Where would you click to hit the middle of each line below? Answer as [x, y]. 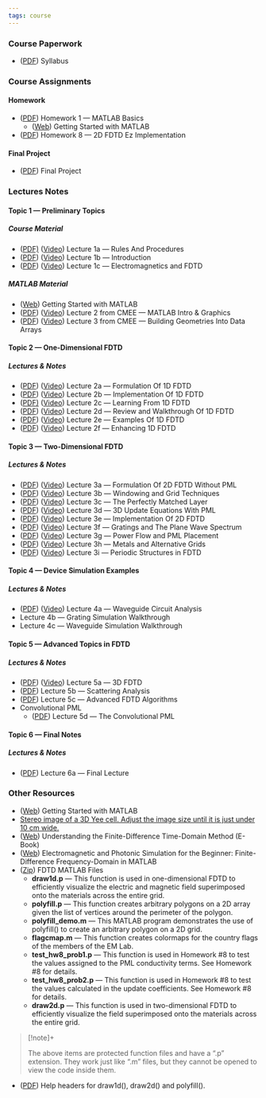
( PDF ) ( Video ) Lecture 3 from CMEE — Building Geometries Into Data [133, 321]
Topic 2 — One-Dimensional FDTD [66, 348]
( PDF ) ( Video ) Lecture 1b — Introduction [85, 257]
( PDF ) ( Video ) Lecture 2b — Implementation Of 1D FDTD [112, 394]
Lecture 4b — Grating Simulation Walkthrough [95, 617]
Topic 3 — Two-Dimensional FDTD [66, 446]
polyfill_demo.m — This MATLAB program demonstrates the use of [143, 920]
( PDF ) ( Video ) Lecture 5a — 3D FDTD [81, 682]
